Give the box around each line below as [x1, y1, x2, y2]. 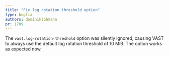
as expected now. [5, 46, 42, 52]
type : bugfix [5, 12, 33, 17]
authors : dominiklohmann [5, 17, 57, 22]
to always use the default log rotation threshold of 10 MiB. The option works [5, 41, 162, 47]
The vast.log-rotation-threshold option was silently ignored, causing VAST [5, 35, 164, 41]
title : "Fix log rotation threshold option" [5, 7, 100, 13]
